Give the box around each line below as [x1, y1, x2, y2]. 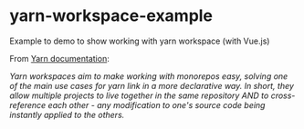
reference [9, 99, 47, 110]
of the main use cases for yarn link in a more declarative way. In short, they [9, 80, 295, 91]
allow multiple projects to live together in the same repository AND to [9, 90, 269, 101]
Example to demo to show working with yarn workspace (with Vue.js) [9, 35, 270, 46]
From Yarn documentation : [9, 53, 110, 64]
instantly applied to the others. [9, 109, 125, 120]
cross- [270, 90, 296, 101]
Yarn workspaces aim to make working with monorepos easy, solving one [9, 70, 288, 82]
